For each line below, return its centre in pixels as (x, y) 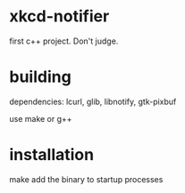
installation (52, 155)
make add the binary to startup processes (86, 179)
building (40, 77)
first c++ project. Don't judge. (64, 41)
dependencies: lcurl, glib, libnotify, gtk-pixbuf (93, 101)
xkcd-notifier (59, 16)
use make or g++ (41, 118)
